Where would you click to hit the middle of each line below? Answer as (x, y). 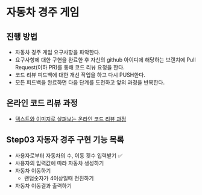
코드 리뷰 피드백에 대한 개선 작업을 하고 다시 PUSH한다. (80, 75)
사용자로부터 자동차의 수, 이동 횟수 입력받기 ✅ (69, 155)
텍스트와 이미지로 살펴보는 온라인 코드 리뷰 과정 (71, 119)
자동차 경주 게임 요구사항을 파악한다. (58, 52)
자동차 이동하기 (33, 170)
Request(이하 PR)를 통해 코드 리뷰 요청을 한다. (70, 67)
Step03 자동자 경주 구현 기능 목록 (65, 140)
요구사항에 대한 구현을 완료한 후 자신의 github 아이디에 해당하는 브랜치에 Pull (105, 60)
